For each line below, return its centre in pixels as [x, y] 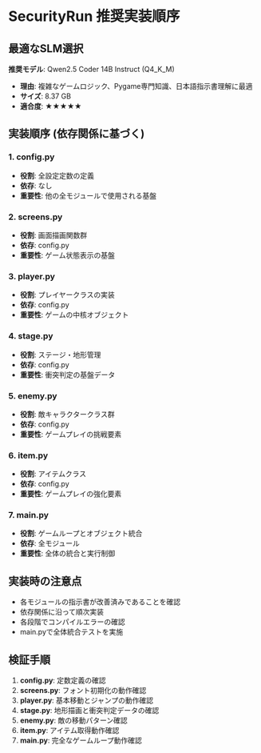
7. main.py [29, 515]
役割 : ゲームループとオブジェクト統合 [81, 534]
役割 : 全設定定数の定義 [57, 175]
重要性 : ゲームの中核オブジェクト [74, 315]
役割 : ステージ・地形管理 [60, 354]
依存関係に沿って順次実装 [62, 612]
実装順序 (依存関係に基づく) [77, 134]
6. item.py [28, 455]
